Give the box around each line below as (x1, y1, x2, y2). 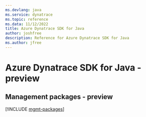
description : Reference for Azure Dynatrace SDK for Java (5, 36, 129, 41)
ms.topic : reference (5, 17, 49, 22)
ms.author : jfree (5, 40, 42, 45)
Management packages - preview (5, 93, 113, 101)
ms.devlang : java (5, 7, 42, 13)
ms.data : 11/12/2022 (5, 21, 49, 27)
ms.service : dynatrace (5, 12, 53, 17)
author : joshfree (5, 31, 42, 36)
